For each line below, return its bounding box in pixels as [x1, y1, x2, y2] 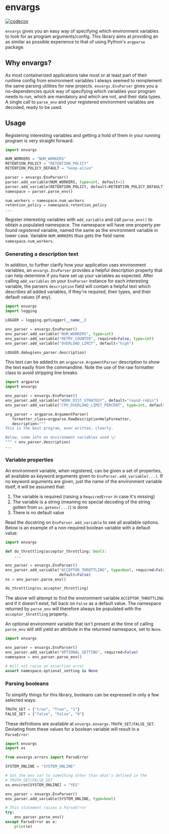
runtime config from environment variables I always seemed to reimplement [5, 77, 162, 83]
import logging [5, 309, 37, 314]
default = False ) [59, 572, 92, 577]
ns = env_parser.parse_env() [5, 577, 66, 582]
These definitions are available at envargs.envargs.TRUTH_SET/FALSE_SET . [5, 721, 155, 727]
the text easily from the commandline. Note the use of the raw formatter [5, 365, 154, 371]
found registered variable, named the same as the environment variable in [5, 227, 158, 233]
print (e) [14, 824, 33, 829]
